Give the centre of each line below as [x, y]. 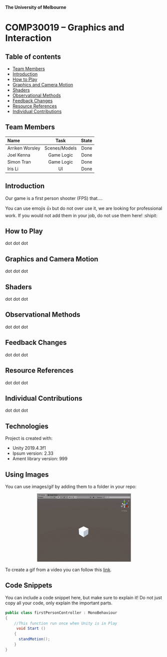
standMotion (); [34, 639]
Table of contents [33, 56]
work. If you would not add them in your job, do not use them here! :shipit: [81, 215]
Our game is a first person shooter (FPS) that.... [54, 198]
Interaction [28, 38]
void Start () [31, 629]
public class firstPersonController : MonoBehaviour [61, 613]
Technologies [27, 426]
